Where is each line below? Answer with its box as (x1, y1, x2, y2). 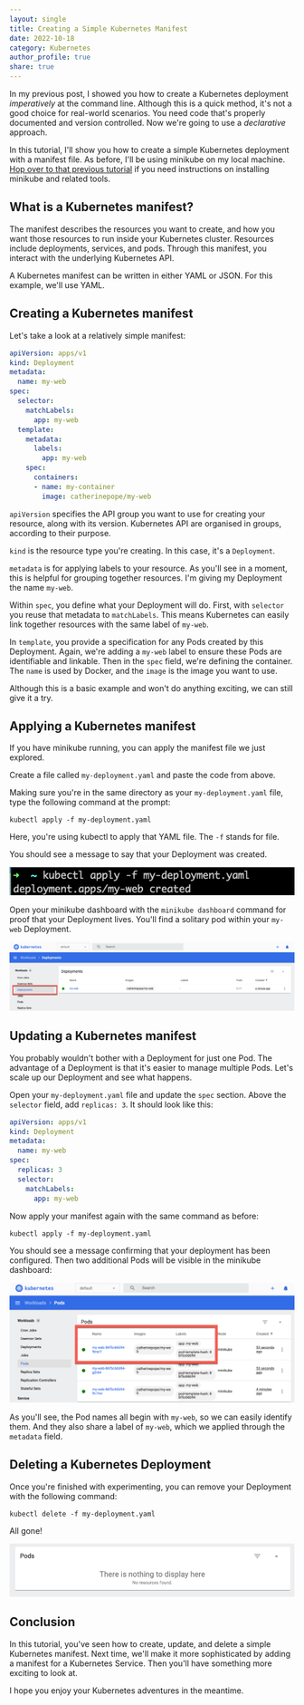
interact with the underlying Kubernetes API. (9, 252, 175, 263)
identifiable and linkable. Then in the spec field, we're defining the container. (9, 655, 293, 666)
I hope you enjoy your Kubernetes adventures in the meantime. (9, 1685, 244, 1696)
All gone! (9, 1525, 43, 1536)
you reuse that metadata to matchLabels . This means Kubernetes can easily (9, 609, 290, 620)
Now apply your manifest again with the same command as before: (9, 1210, 260, 1221)
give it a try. (9, 692, 53, 703)
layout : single (9, 14, 67, 24)
